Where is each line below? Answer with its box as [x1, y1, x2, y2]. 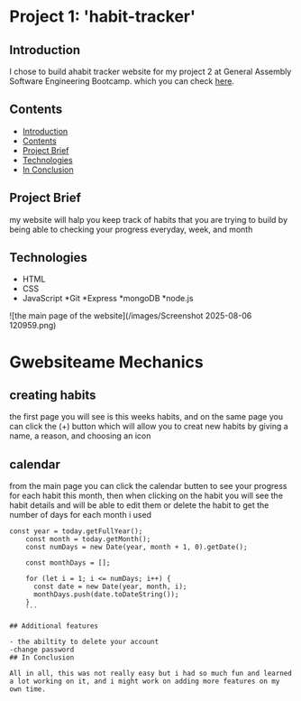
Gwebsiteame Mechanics [9, 352, 205, 372]
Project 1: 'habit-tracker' [9, 6, 196, 27]
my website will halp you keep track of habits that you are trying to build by [9, 214, 288, 225]
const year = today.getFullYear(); [9, 527, 143, 536]
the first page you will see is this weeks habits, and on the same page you [9, 411, 284, 422]
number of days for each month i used [9, 510, 151, 521]
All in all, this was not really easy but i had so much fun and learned [9, 669, 293, 678]
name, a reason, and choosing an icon [9, 430, 151, 441]
